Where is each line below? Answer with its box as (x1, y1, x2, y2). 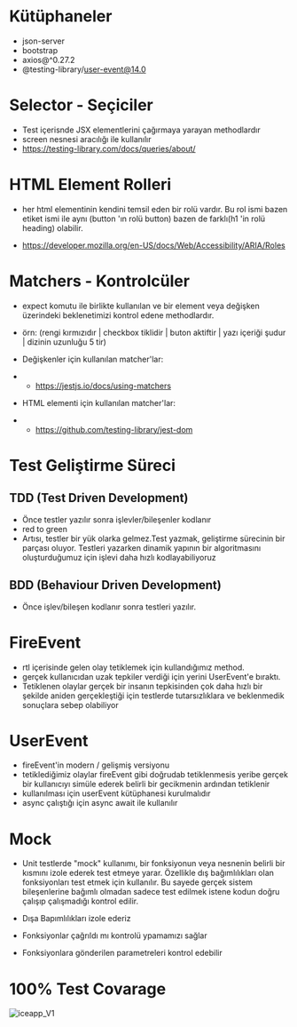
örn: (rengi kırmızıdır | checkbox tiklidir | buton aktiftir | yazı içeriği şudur (21, 327, 286, 338)
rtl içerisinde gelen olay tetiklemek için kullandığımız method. (21, 662, 246, 673)
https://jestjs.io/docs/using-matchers (35, 380, 171, 391)
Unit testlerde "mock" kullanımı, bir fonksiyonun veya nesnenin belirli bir (21, 858, 285, 869)
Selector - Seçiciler (9, 95, 153, 115)
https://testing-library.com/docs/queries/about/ (21, 143, 197, 154)
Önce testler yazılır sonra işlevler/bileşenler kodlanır (21, 513, 212, 525)
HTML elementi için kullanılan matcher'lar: (21, 397, 176, 408)
